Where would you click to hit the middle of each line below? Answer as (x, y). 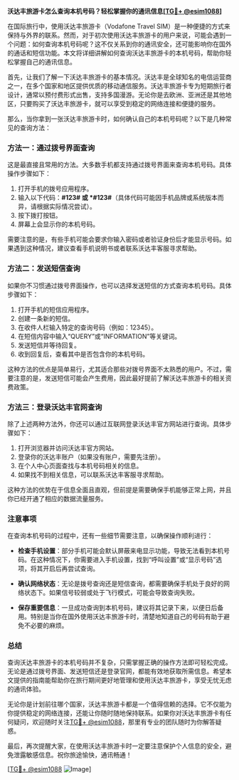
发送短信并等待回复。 (49, 345)
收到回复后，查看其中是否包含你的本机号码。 (83, 354)
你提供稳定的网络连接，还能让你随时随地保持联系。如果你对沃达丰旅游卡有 (116, 713)
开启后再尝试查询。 (71, 569)
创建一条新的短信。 (46, 318)
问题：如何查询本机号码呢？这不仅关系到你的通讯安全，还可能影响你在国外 (122, 44)
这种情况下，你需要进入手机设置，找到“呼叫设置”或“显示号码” (126, 560)
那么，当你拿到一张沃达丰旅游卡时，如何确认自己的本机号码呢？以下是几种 (116, 119)
